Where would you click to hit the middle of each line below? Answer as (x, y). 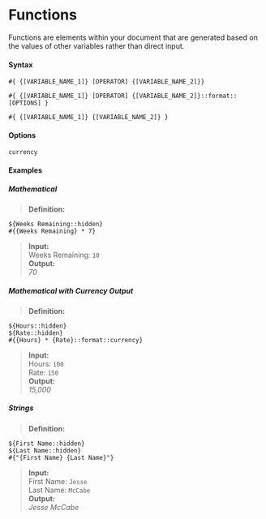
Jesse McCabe (54, 507)
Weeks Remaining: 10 (64, 255)
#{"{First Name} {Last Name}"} (61, 457)
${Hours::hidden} (38, 326)
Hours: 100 (46, 363)
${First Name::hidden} (47, 444)
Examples (26, 170)
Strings (21, 408)
